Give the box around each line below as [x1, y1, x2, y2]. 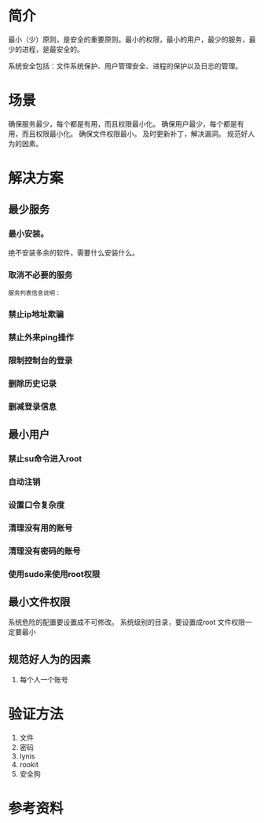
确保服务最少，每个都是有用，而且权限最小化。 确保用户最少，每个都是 [8, 119, 237, 128]
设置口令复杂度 [8, 499, 65, 510]
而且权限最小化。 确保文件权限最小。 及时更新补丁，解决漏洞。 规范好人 [21, 129, 255, 138]
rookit [19, 760, 39, 770]
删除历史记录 [8, 378, 57, 389]
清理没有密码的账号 [8, 546, 81, 557]
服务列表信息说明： [8, 289, 61, 297]
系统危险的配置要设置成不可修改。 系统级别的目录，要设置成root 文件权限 [8, 618, 246, 627]
